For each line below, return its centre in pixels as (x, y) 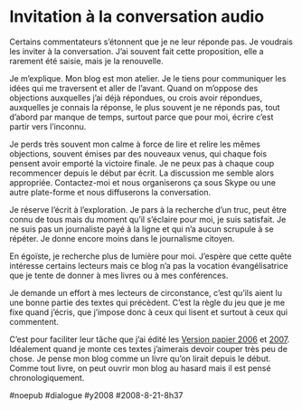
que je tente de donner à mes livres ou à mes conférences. (119, 275)
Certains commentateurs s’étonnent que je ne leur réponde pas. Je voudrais (151, 42)
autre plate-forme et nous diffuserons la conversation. (110, 192)
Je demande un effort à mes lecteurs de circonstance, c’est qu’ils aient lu (146, 292)
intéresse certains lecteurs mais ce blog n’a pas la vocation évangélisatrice (149, 265)
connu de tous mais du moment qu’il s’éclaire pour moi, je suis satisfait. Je (148, 219)
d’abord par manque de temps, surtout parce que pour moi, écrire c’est (142, 117)
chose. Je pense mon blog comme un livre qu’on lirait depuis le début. (140, 358)
